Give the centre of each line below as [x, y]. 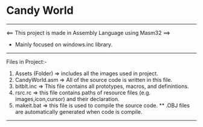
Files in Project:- [27, 61]
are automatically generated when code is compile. [79, 111]
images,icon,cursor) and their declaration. [67, 99]
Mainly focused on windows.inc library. [64, 44]
